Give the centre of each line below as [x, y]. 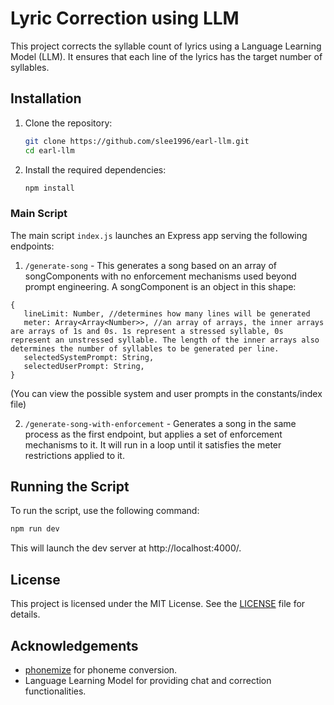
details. [25, 614]
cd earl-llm [49, 150]
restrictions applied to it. [74, 455]
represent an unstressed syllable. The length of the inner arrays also [165, 340]
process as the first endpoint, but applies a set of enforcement [153, 434]
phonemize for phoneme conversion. [101, 669]
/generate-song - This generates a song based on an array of [150, 265]
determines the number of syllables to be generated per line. [145, 348]
